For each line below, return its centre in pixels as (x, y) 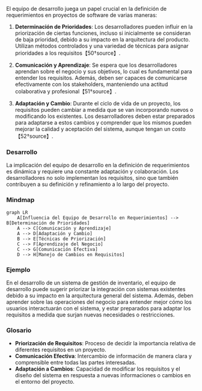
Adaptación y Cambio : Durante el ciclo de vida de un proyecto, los (98, 103)
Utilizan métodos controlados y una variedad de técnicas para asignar (102, 46)
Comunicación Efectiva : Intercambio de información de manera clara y (103, 356)
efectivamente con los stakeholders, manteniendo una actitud (91, 84)
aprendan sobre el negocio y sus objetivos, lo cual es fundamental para (103, 71)
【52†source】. (34, 136)
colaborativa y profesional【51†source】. (66, 91)
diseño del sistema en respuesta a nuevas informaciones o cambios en (103, 375)
